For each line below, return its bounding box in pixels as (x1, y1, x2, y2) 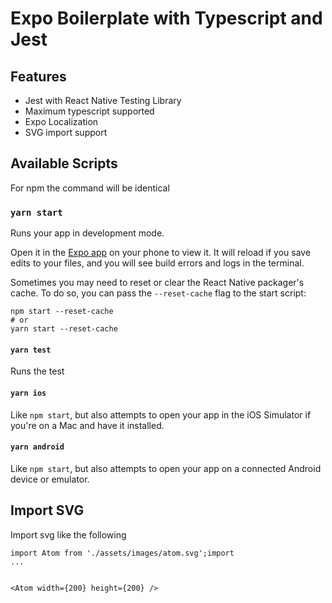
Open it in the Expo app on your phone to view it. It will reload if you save (10, 247, 312, 259)
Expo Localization (24, 116, 99, 127)
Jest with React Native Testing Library (24, 95, 182, 106)
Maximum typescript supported (24, 105, 155, 117)
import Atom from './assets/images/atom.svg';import (10, 548, 235, 558)
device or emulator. (10, 473, 90, 485)
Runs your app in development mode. (10, 227, 165, 239)
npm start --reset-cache (10, 307, 114, 317)
